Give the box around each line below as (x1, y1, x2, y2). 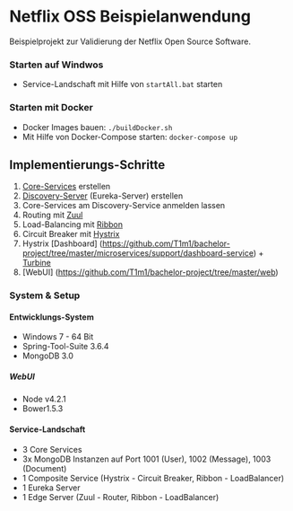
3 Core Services (22, 444, 82, 454)
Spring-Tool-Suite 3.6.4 (22, 341, 109, 352)
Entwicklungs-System (9, 312, 94, 322)
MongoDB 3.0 (22, 350, 74, 361)
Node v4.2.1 (22, 393, 66, 405)
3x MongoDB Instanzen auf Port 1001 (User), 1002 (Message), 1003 (22, 454, 271, 464)
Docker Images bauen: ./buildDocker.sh (22, 121, 173, 132)
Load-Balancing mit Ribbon (22, 219, 124, 230)
